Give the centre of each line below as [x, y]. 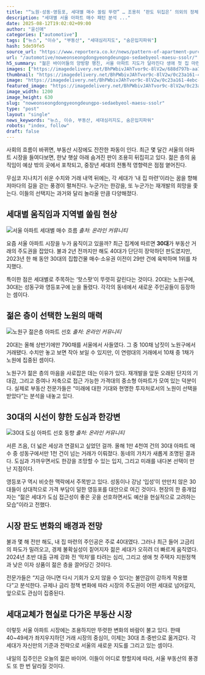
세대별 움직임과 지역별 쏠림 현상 [62, 214]
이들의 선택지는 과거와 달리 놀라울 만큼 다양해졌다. [79, 193]
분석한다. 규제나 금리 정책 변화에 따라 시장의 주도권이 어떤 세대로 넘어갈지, [108, 586]
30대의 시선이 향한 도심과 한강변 [63, 417]
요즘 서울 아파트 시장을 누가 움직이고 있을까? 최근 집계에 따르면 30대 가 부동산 [98, 243]
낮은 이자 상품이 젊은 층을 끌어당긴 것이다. [62, 565]
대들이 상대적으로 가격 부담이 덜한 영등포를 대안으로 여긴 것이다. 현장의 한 [93, 490]
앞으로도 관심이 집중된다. [36, 593]
